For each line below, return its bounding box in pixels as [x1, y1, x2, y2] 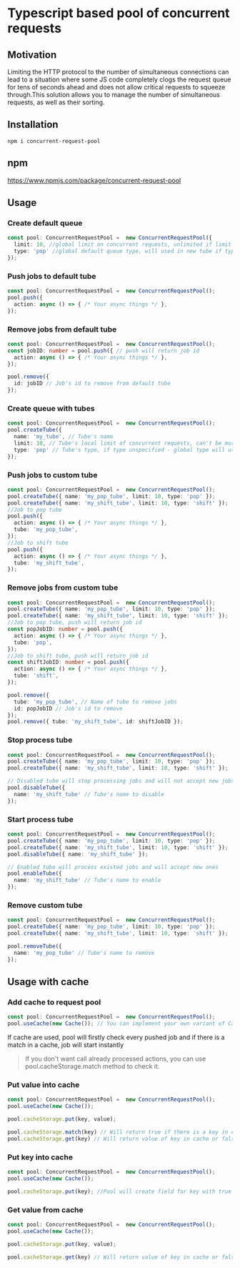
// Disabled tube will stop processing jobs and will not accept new [7, 778, 219, 785]
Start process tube [7, 814, 74, 824]
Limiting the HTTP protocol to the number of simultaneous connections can [7, 68, 229, 76]
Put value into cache [7, 1079, 80, 1089]
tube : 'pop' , [14, 638, 53, 646]
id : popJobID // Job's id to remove [14, 705, 123, 712]
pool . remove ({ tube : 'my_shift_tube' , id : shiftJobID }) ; [7, 718, 184, 725]
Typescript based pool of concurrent [7, 5, 230, 21]
